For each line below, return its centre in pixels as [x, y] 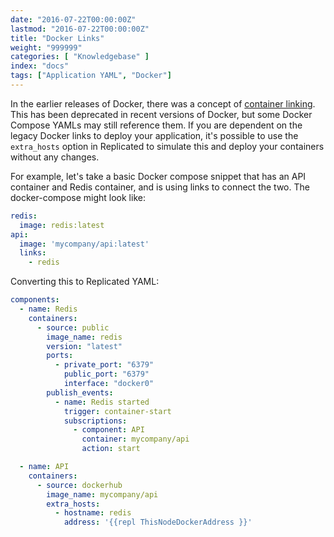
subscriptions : [95, 421]
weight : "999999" [46, 47]
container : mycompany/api [135, 439]
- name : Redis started [102, 402]
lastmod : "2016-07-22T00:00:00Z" [80, 29]
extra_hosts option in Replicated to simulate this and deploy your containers [167, 146]
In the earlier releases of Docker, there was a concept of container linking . [163, 103]
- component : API [109, 430]
